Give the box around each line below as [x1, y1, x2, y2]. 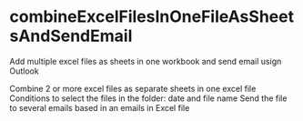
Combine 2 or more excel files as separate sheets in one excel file [9, 83, 257, 94]
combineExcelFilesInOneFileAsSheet [9, 6, 294, 27]
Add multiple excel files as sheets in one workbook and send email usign [9, 55, 282, 66]
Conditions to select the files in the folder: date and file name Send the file [9, 93, 288, 104]
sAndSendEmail [9, 25, 133, 46]
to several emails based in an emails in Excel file [9, 102, 190, 113]
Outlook [9, 66, 39, 76]
